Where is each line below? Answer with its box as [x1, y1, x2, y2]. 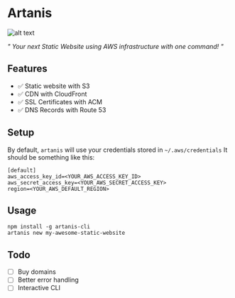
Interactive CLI [17, 284, 61, 292]
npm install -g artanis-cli [7, 223, 91, 231]
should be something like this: [7, 153, 95, 161]
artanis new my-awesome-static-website [7, 229, 126, 237]
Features [7, 62, 48, 75]
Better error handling [17, 275, 80, 285]
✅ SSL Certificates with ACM [17, 97, 103, 106]
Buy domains [17, 267, 57, 276]
